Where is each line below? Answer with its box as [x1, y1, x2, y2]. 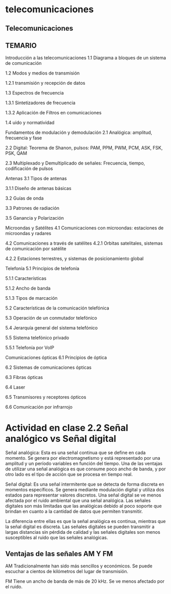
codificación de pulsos [5, 165, 54, 172]
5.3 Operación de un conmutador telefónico [5, 315, 97, 321]
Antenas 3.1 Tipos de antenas [5, 175, 67, 182]
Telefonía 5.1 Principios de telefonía [5, 266, 80, 272]
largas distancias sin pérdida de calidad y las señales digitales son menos [5, 529, 161, 535]
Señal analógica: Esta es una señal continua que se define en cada [5, 449, 146, 456]
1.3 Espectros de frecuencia [5, 90, 64, 96]
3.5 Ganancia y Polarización [5, 215, 64, 221]
